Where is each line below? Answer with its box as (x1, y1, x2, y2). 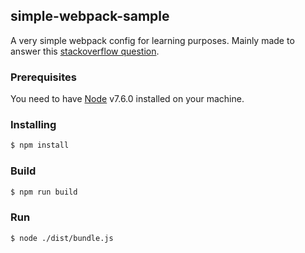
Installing (10, 118, 57, 132)
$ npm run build (10, 187, 78, 197)
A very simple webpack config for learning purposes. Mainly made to (10, 34, 295, 46)
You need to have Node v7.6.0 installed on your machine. (10, 93, 245, 105)
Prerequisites (10, 70, 77, 84)
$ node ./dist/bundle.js (10, 233, 114, 243)
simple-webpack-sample (10, 8, 170, 25)
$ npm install (10, 140, 70, 151)
